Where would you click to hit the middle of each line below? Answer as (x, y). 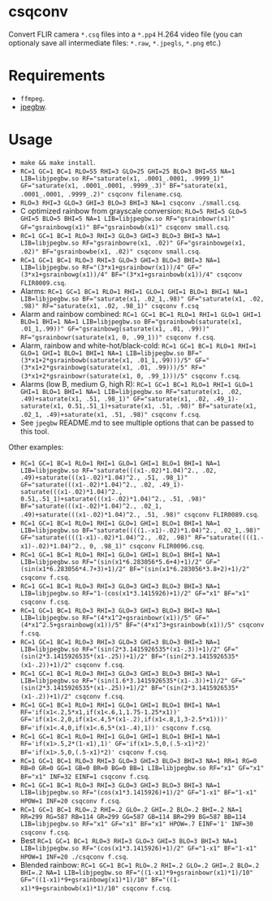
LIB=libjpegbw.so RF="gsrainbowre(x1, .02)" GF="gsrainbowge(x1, (133, 243)
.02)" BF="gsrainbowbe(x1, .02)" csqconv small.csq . (110, 251)
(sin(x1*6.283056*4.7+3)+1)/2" (73, 569)
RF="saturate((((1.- (229, 537)
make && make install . (58, 162)
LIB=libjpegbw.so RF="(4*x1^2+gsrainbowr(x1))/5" (106, 617)
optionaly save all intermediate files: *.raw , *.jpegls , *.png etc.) (115, 42)
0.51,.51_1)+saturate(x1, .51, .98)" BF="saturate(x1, (162, 406)
